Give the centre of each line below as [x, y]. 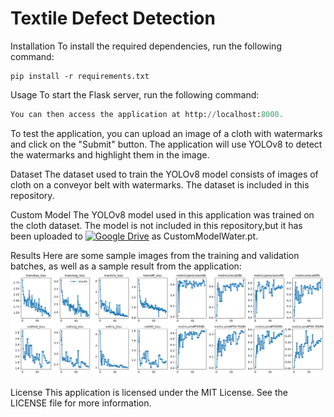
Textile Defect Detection [113, 18]
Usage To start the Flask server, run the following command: [135, 94]
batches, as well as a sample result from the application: [126, 266]
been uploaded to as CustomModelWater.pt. [134, 236]
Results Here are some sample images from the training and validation [155, 255]
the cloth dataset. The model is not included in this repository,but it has [156, 225]
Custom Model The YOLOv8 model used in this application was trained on [162, 214]
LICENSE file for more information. [81, 403]
